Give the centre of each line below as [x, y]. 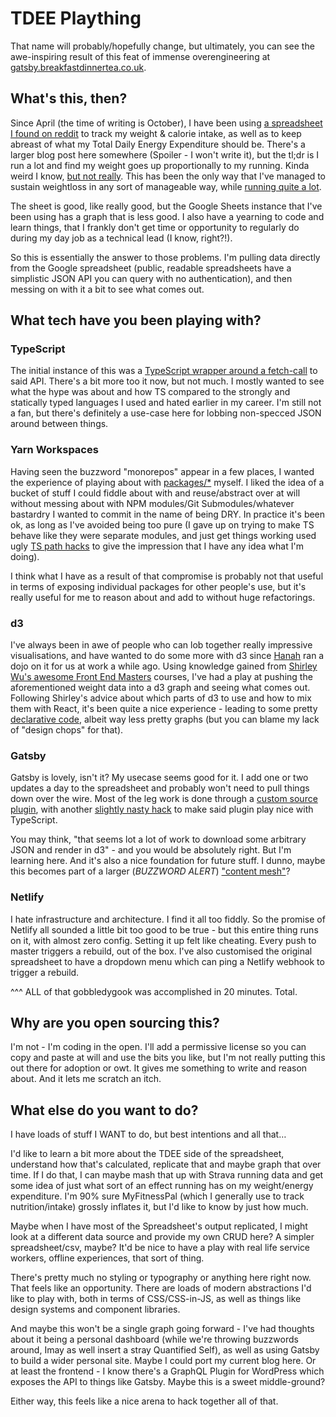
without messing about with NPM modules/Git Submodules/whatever [152, 503]
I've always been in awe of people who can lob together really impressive [161, 645]
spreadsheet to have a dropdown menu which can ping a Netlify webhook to [167, 961]
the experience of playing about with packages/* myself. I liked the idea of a [167, 482]
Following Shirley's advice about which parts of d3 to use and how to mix [161, 698]
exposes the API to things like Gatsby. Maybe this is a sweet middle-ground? [168, 1382]
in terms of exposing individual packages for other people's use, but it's [158, 586]
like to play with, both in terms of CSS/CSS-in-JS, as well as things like [156, 1299]
